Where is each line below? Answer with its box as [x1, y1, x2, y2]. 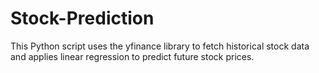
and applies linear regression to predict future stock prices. [10, 50, 255, 62]
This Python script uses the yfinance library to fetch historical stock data [10, 40, 310, 52]
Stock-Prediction [10, 7, 155, 30]
